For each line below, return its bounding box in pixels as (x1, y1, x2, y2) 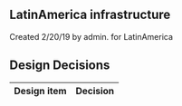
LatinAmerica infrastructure (9, 7, 171, 23)
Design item (14, 84, 67, 97)
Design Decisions (9, 58, 110, 73)
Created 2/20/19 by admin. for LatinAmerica (9, 31, 174, 42)
